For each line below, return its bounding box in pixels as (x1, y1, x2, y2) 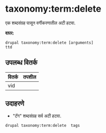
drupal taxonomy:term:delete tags (5, 123, 80, 128)
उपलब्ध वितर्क (5, 58, 38, 67)
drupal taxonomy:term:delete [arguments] (5, 40, 94, 45)
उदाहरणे (5, 99, 24, 108)
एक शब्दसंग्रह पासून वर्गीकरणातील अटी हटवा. (5, 20, 76, 26)
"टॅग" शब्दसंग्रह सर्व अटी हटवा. (12, 113, 62, 119)
